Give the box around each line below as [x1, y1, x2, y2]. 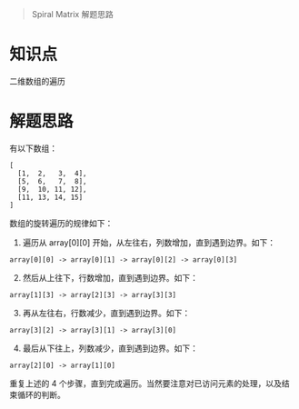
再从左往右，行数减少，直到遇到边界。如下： [22, 307, 191, 318]
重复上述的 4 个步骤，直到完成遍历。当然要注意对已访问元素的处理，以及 [9, 377, 282, 389]
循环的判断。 [16, 389, 65, 400]
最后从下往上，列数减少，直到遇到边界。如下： [22, 343, 198, 354]
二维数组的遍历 [9, 75, 65, 86]
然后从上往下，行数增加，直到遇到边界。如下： [22, 272, 198, 283]
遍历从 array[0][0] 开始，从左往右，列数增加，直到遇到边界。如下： [22, 236, 275, 248]
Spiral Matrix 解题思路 [31, 9, 114, 19]
